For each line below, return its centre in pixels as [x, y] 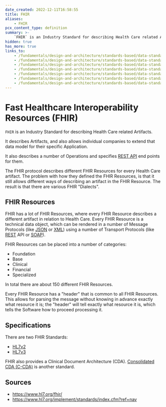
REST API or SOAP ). [25, 235]
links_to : [15, 51]
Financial [21, 270]
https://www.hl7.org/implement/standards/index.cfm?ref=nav [75, 399]
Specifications [28, 325]
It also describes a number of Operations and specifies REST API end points [83, 156]
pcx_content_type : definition [36, 28]
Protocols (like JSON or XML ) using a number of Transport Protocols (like [80, 229]
